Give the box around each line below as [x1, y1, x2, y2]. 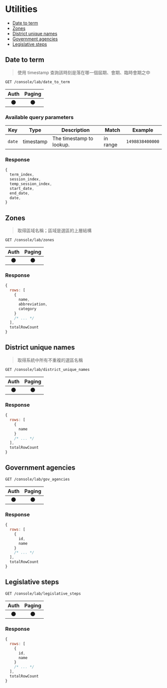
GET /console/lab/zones [5, 238, 55, 243]
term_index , [9, 172, 35, 177]
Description [61, 127, 90, 134]
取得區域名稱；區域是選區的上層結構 [17, 228, 92, 234]
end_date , [9, 190, 30, 195]
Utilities [5, 3, 38, 15]
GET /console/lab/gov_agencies [5, 477, 70, 482]
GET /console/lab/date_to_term [5, 79, 70, 84]
